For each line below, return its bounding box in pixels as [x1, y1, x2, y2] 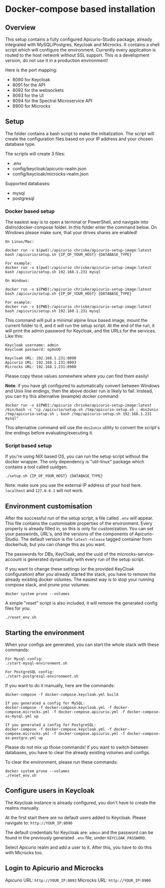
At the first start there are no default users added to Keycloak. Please [5, 815, 146, 821]
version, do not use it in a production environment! [5, 58, 108, 63]
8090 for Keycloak [12, 77, 51, 82]
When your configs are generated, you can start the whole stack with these [5, 641, 160, 648]
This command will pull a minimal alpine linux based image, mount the [5, 317, 148, 323]
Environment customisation [5, 502, 93, 510]
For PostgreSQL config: [5, 670, 55, 675]
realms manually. [5, 805, 40, 811]
